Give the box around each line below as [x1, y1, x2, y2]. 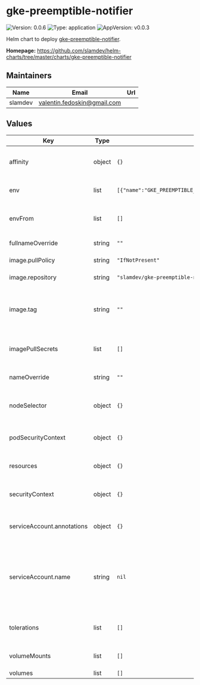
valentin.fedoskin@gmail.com [38, 98, 121, 107]
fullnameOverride [9, 238, 58, 247]
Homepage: [6, 47, 36, 54]
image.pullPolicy [9, 256, 55, 264]
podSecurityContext [9, 433, 66, 442]
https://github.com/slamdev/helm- [37, 47, 121, 54]
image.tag [9, 305, 37, 314]
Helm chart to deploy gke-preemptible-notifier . [6, 35, 121, 42]
